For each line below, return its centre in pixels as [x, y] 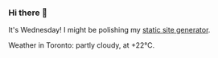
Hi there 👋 [28, 13]
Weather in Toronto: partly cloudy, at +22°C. [82, 45]
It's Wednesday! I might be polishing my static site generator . [109, 30]
